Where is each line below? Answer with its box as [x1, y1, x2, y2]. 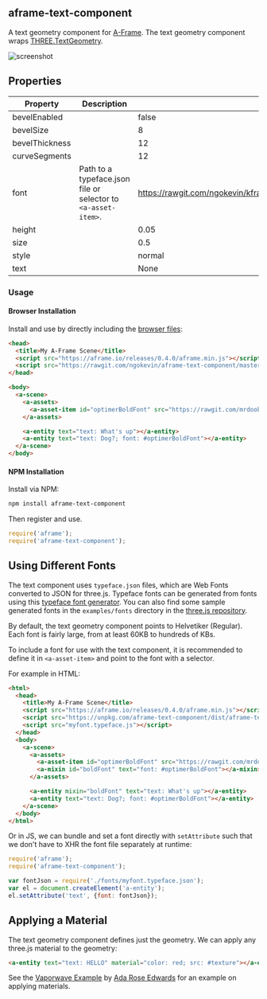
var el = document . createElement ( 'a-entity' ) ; [8, 884, 165, 892]
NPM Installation [8, 466, 64, 476]
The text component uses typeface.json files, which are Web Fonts [8, 580, 229, 590]
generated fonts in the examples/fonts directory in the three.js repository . [8, 605, 248, 615]
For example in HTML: [8, 669, 81, 678]
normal [137, 250, 164, 261]
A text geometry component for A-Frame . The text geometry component [8, 27, 246, 37]
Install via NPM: [8, 485, 60, 494]
